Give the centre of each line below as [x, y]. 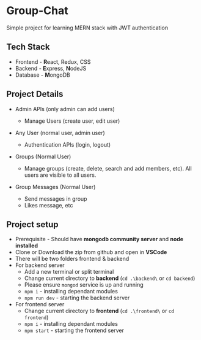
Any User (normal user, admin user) [60, 133]
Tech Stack [28, 47]
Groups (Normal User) [43, 156]
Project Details [35, 94]
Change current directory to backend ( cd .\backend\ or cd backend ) [110, 278]
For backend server [40, 265]
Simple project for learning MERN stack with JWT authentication [87, 28]
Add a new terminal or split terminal [69, 272]
